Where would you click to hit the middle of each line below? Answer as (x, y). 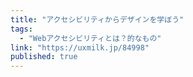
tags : (21, 29)
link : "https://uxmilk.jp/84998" (80, 47)
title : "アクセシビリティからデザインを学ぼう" (97, 19)
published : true (44, 57)
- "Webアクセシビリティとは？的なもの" (90, 38)
